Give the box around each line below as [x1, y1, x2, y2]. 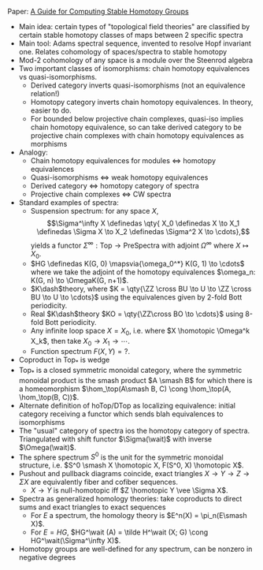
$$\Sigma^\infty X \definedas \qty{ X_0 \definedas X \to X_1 [46, 218, 240, 228]
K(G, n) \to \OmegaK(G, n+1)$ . [30, 276, 129, 285]
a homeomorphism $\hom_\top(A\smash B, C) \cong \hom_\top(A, [18, 384, 232, 393]
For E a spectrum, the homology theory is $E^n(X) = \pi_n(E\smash [30, 511, 247, 520]
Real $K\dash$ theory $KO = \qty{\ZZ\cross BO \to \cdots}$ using [30, 309, 244, 319]
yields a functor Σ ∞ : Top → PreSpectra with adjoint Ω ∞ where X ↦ [30, 240, 249, 250]
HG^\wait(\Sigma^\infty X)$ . [30, 536, 121, 546]
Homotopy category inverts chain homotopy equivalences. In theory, [30, 98, 254, 106]
